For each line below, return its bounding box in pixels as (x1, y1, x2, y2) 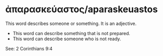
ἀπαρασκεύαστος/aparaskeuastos (5, 4, 158, 15)
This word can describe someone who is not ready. (12, 36, 121, 42)
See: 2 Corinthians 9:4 (5, 45, 53, 51)
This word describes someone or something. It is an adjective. (5, 20, 137, 26)
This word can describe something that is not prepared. (12, 30, 131, 36)
